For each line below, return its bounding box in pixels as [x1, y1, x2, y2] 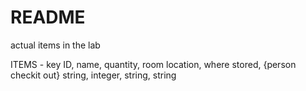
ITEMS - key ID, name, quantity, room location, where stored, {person [10, 58, 297, 70]
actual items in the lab [10, 39, 101, 51]
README [10, 6, 86, 29]
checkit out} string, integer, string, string [10, 69, 177, 81]
